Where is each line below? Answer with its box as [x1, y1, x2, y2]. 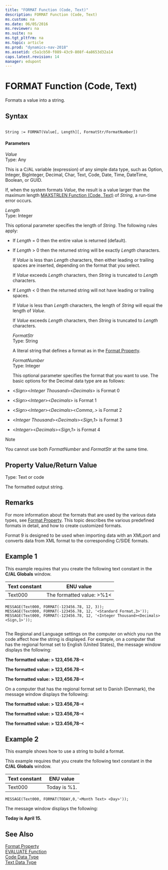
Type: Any [5, 157, 27, 163]
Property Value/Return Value [5, 461, 97, 469]
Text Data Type [5, 859, 37, 865]
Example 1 [5, 552, 38, 561]
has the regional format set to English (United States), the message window [5, 641, 161, 647]
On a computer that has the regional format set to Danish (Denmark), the [5, 686, 155, 692]
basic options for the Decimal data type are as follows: [12, 378, 125, 384]
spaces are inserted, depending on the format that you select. [12, 262, 140, 268]
